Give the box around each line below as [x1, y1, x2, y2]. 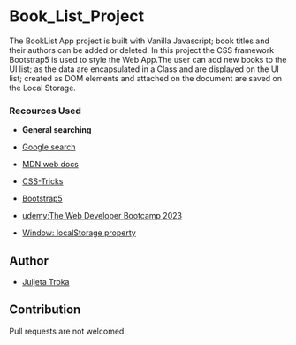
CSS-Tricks [21, 176, 64, 187]
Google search [21, 142, 76, 152]
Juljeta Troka [21, 277, 70, 287]
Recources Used [9, 104, 81, 117]
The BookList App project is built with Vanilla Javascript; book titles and [9, 35, 269, 46]
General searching [21, 125, 92, 135]
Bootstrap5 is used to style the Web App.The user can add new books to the [9, 54, 287, 65]
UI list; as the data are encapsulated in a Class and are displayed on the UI [9, 64, 280, 74]
